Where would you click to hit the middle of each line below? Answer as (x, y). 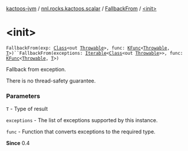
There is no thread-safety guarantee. (51, 81)
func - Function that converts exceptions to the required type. (81, 132)
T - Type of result (27, 109)
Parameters (23, 96)
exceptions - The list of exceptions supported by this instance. (82, 120)
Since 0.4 (18, 143)
